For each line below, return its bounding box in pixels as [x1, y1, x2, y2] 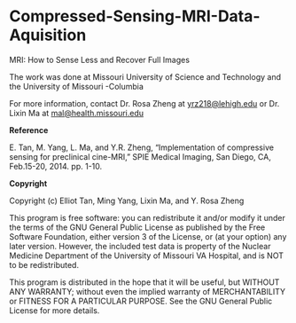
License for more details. [9, 304, 100, 316]
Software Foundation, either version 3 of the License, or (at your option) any [9, 231, 287, 241]
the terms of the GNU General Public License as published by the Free [9, 222, 266, 232]
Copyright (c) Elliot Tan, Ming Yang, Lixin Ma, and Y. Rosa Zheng [9, 195, 245, 206]
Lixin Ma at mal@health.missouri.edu [9, 107, 144, 118]
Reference [9, 124, 49, 135]
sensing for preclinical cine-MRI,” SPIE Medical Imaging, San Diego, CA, [9, 151, 272, 161]
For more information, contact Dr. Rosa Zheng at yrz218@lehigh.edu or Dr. [9, 98, 280, 108]
